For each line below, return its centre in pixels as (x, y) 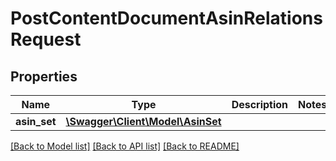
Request (46, 39)
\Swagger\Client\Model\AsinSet (143, 121)
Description (260, 104)
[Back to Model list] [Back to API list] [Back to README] (125, 146)
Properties (44, 76)
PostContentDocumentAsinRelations (166, 18)
